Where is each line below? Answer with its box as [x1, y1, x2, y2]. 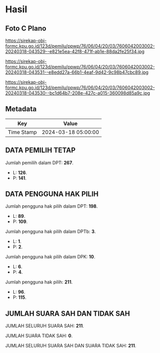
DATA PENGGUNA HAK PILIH [5, 190, 99, 198]
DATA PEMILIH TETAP [5, 146, 76, 155]
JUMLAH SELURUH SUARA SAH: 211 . [5, 323, 84, 329]
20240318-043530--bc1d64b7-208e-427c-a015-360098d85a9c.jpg [5, 90, 150, 96]
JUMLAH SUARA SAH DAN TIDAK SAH [5, 309, 130, 318]
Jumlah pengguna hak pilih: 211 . [5, 279, 73, 285]
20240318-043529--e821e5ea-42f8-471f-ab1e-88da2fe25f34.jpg [5, 49, 145, 54]
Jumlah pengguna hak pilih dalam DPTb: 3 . [5, 229, 96, 235]
